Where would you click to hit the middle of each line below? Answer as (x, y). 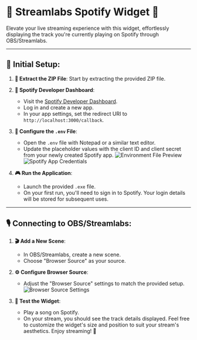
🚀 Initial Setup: (33, 65)
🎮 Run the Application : (43, 173)
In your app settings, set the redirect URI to (75, 114)
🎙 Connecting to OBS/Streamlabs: (69, 224)
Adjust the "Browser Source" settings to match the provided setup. (104, 283)
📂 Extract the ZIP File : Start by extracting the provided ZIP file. (90, 78)
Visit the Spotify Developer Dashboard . (70, 101)
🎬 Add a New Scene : (40, 241)
